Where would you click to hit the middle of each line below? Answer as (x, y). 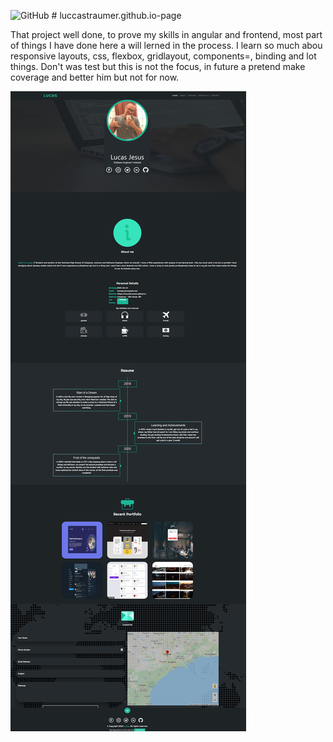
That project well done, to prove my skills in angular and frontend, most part (166, 34)
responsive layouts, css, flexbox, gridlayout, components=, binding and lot (163, 56)
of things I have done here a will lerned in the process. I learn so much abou (166, 45)
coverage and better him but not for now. (95, 77)
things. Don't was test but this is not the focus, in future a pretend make (158, 66)
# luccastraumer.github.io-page (116, 15)
